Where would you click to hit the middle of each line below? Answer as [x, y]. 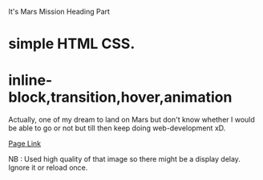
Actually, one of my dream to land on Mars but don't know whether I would [131, 120]
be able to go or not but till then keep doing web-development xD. [117, 128]
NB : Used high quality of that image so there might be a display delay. [124, 159]
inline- [30, 80]
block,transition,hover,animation [120, 97]
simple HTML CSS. [72, 44]
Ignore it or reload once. [48, 168]
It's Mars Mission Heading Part [59, 12]
